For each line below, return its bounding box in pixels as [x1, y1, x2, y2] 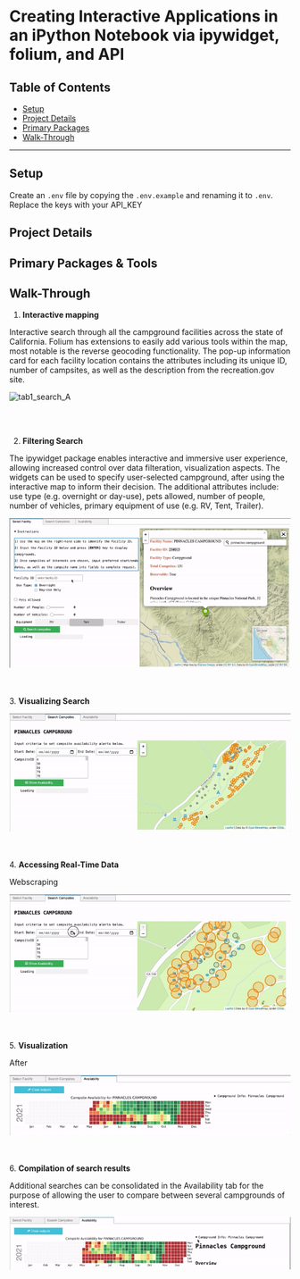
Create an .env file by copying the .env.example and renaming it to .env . [9, 189, 274, 200]
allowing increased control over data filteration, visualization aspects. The [9, 463, 280, 473]
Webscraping [9, 876, 59, 887]
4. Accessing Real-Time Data [9, 859, 119, 870]
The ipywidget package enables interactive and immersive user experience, [9, 453, 288, 464]
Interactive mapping [21, 310, 100, 321]
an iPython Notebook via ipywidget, [9, 25, 279, 46]
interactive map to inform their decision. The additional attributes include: [9, 481, 279, 492]
